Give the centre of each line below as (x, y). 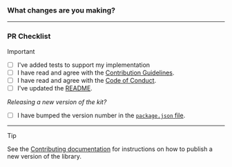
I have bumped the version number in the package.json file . (101, 115)
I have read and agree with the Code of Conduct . (87, 80)
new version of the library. (44, 156)
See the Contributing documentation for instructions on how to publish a (110, 149)
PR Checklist (29, 37)
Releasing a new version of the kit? (57, 101)
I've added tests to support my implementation (84, 65)
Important (21, 51)
